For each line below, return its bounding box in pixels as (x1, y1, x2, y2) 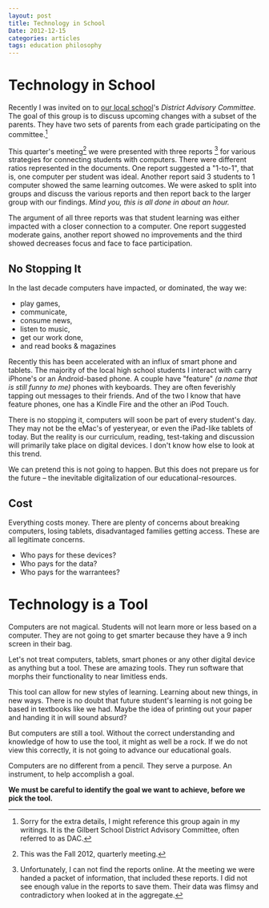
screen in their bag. (8, 638, 73, 648)
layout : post (8, 11, 52, 20)
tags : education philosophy (8, 42, 102, 50)
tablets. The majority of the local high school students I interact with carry (8, 366, 252, 375)
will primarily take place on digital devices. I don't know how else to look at (8, 440, 255, 450)
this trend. (8, 449, 42, 459)
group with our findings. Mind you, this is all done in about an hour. (8, 197, 230, 207)
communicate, (19, 307, 68, 317)
